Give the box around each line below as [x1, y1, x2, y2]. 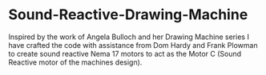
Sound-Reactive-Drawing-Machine [8, 6, 248, 24]
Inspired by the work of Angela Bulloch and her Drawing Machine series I [8, 32, 250, 41]
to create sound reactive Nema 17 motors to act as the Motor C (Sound [8, 49, 242, 58]
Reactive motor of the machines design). [8, 57, 143, 67]
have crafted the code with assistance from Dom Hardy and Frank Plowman [8, 40, 258, 49]
